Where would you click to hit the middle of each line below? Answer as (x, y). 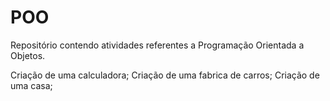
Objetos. (28, 55)
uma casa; (31, 85)
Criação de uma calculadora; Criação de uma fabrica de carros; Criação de (165, 75)
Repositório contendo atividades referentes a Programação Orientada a (157, 45)
